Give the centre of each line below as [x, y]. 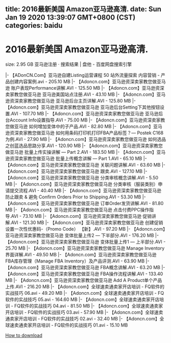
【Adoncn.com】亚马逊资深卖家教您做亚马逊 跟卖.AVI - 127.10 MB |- [76, 171]
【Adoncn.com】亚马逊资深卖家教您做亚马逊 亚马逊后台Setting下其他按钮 [83, 107]
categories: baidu [34, 25]
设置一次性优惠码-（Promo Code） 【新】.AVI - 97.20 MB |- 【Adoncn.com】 [85, 229]
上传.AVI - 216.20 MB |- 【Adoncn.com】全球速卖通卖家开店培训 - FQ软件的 [85, 287]
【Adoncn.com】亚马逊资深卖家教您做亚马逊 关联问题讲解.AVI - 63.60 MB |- [86, 165]
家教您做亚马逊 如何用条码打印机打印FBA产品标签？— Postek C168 [93, 133]
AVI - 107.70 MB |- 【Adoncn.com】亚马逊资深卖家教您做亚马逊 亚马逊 [85, 114]
